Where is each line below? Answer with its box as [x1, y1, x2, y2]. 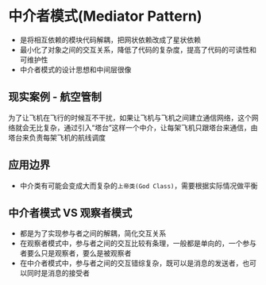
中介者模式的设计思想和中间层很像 [19, 64, 132, 74]
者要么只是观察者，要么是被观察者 [19, 248, 132, 258]
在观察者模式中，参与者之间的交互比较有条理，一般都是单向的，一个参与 [19, 239, 256, 248]
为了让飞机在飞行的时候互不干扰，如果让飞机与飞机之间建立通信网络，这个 [8, 113, 252, 122]
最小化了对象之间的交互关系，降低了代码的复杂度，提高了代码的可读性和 [19, 44, 256, 54]
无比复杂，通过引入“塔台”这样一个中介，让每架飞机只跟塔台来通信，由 [29, 122, 258, 132]
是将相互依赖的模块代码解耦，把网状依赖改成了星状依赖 [19, 35, 201, 44]
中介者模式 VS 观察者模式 [8, 206, 133, 219]
